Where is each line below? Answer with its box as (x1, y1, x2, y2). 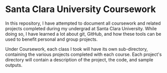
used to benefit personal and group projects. (5, 36, 98, 42)
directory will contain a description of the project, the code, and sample (5, 56, 153, 62)
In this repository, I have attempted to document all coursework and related (5, 20, 161, 26)
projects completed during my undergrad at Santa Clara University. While (5, 25, 157, 31)
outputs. (5, 62, 23, 68)
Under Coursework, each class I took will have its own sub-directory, (5, 46, 148, 52)
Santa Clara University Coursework (5, 4, 156, 15)
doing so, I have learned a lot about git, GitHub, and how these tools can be (5, 31, 161, 37)
